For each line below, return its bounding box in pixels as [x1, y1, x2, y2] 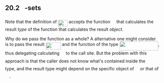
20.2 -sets [5, 4, 42, 12]
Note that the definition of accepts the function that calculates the [5, 19, 154, 25]
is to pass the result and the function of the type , [5, 41, 160, 47]
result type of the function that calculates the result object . [5, 26, 124, 32]
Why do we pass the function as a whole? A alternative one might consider [5, 36, 156, 42]
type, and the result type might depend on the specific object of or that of [5, 65, 159, 71]
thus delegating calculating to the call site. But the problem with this [5, 50, 147, 56]
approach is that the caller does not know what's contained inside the [5, 58, 146, 64]
